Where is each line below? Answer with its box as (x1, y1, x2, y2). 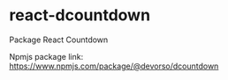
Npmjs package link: (9, 51, 84, 62)
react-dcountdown (9, 5, 151, 25)
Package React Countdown (9, 34, 109, 45)
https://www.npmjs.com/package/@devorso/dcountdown (9, 61, 219, 71)
